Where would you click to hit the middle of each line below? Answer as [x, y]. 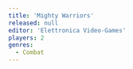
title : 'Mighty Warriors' [51, 15]
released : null [33, 23]
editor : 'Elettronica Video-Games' [67, 30]
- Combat [30, 52]
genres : [21, 45]
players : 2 [26, 38]
